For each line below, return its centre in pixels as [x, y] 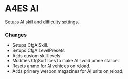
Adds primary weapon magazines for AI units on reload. [68, 71]
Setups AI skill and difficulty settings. [42, 22]
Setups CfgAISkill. [30, 45]
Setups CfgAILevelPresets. [39, 50]
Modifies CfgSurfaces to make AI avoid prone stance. [65, 61]
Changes [16, 35]
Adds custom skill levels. [37, 56]
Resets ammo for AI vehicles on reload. [51, 66]
